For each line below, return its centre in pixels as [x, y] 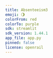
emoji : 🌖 [15, 15]
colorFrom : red [21, 19]
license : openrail [24, 47]
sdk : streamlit [21, 29]
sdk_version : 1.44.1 [27, 33]
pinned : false [20, 43]
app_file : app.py [23, 38]
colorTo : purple [22, 24]
